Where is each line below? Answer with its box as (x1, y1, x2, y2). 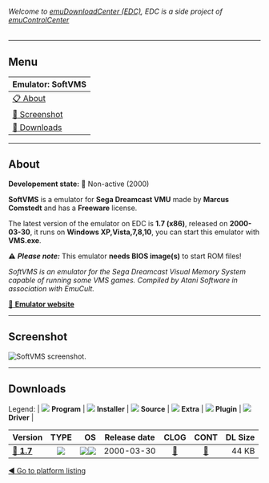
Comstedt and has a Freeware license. (8, 203, 138, 213)
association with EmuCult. (8, 283, 94, 293)
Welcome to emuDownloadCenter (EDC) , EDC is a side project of (8, 6, 223, 16)
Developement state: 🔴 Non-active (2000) (8, 179, 150, 189)
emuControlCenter (8, 14, 70, 24)
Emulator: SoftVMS (12, 79, 86, 90)
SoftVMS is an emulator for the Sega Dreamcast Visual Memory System (8, 266, 247, 276)
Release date (104, 432, 155, 443)
